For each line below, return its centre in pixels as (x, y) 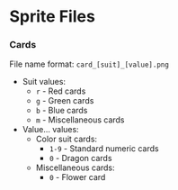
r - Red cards (61, 91)
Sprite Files (53, 17)
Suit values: (44, 82)
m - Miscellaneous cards (80, 120)
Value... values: (50, 130)
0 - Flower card (77, 177)
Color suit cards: (66, 139)
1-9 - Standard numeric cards (104, 149)
